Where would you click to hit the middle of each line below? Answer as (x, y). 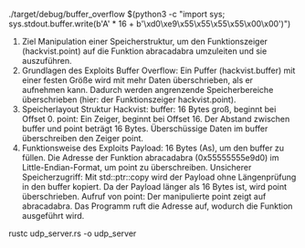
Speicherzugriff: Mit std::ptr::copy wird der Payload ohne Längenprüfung (159, 177)
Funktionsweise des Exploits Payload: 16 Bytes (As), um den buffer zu (153, 148)
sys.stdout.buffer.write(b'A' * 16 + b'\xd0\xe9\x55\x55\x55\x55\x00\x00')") (150, 24)
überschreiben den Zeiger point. (82, 138)
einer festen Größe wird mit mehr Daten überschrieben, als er (137, 80)
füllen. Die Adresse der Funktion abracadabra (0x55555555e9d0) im (150, 158)
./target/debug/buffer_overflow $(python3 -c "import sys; (117, 14)
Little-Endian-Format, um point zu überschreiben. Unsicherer (137, 167)
